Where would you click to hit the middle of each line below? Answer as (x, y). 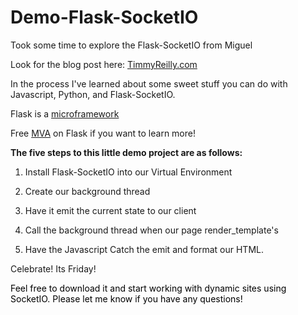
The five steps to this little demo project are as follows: (126, 152)
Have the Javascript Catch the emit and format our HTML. (144, 249)
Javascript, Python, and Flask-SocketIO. (93, 94)
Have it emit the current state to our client (110, 210)
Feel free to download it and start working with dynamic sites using (148, 288)
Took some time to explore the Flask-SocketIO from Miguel (131, 45)
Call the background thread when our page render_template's (151, 230)
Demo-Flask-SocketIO (104, 17)
